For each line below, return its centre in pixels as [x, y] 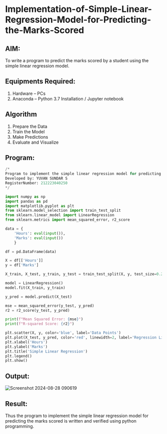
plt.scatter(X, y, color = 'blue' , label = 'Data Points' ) [63, 333]
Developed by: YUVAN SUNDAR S [37, 178]
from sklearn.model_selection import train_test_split [63, 211]
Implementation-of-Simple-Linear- [79, 9]
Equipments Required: [40, 81]
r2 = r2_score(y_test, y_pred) [38, 310]
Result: [16, 404]
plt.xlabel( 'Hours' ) [27, 342]
